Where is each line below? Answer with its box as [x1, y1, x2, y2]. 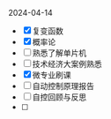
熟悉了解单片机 [32, 48, 87, 58]
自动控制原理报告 [32, 81, 94, 91]
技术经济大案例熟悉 [32, 59, 102, 69]
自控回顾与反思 [32, 92, 87, 102]
